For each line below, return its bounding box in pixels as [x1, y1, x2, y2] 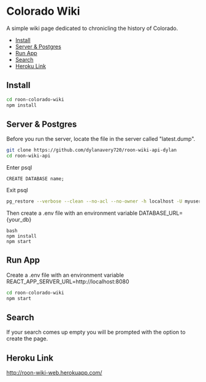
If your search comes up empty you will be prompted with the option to [6, 329, 186, 336]
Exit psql [6, 187, 28, 194]
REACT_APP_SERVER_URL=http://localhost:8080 [6, 277, 130, 285]
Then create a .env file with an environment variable [6, 209, 138, 217]
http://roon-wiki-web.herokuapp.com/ [6, 369, 102, 376]
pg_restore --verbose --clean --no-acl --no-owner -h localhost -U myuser [6, 198, 202, 204]
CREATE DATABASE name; [6, 176, 64, 182]
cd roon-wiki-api [6, 153, 51, 159]
